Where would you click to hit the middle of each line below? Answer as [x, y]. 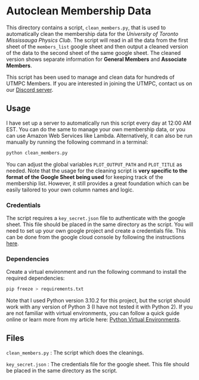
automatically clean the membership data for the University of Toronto [92, 33]
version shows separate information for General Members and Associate [97, 59]
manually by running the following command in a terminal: [77, 142]
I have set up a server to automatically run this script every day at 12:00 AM [99, 123]
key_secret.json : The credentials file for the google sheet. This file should [98, 364]
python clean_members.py [37, 153]
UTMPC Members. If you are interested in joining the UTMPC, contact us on [99, 83]
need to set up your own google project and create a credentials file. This [96, 230]
